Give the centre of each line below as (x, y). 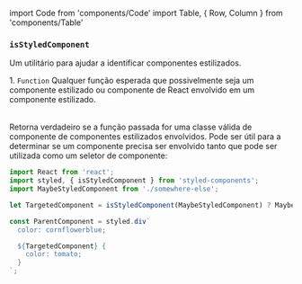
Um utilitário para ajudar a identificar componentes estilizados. (125, 63)
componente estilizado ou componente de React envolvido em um (132, 90)
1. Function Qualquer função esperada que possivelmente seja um (132, 81)
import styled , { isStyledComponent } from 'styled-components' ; (134, 181)
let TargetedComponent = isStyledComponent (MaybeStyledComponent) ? (140, 205)
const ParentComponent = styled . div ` (80, 221)
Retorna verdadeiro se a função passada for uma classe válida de (131, 127)
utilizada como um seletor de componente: (89, 155)
